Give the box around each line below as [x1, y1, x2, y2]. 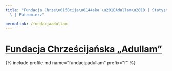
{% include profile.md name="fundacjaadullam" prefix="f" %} [5, 60, 136, 66]
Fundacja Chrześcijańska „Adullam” [5, 43, 162, 55]
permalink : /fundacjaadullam [5, 21, 68, 26]
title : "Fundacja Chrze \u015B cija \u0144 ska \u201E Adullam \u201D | [5, 7, 150, 13]
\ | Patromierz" [10, 12, 45, 17]
